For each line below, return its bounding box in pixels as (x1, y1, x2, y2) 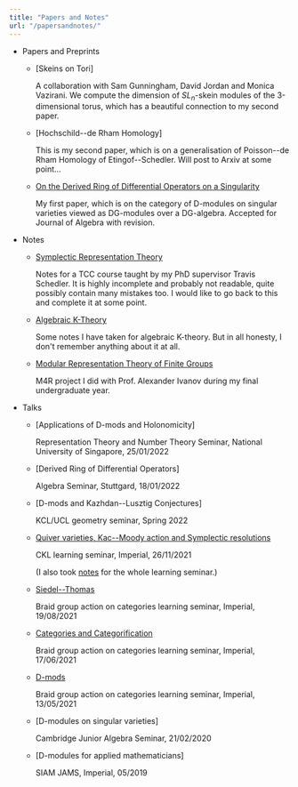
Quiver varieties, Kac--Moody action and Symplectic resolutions (35, 533, 271, 543)
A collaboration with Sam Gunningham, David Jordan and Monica (35, 80, 275, 91)
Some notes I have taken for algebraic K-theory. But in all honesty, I (35, 332, 282, 342)
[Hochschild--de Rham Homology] (35, 128, 163, 139)
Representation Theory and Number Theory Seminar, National (35, 437, 262, 447)
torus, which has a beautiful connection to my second (81, 101, 279, 112)
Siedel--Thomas (35, 584, 95, 595)
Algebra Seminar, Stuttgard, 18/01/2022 (35, 481, 181, 492)
